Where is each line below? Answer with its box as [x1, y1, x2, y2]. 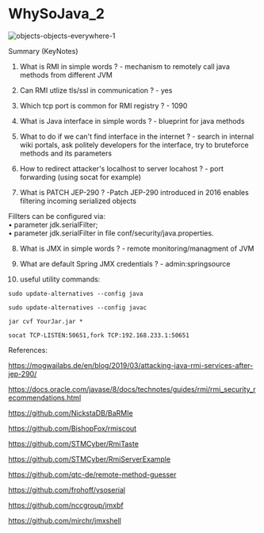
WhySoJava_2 [8, 5, 105, 23]
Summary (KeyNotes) [8, 46, 78, 56]
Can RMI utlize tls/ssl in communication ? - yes [19, 85, 173, 95]
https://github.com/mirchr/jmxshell [8, 516, 121, 525]
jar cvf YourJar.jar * [8, 317, 83, 325]
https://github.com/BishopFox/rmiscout [8, 424, 137, 433]
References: [8, 345, 48, 355]
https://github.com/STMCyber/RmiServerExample [8, 454, 171, 464]
